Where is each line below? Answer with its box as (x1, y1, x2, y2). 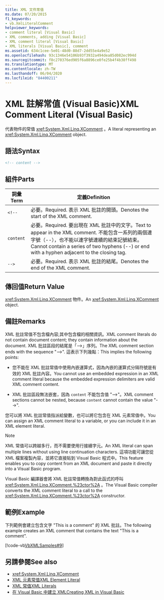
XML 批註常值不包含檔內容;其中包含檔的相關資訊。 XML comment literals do (5, 331, 157, 337)
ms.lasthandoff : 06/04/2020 (5, 71, 62, 76)
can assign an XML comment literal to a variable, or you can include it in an (5, 418, 156, 424)
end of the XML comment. (31, 265, 90, 272)
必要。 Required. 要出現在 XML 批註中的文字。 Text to (31, 222, 151, 229)
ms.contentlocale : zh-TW (5, 67, 56, 72)
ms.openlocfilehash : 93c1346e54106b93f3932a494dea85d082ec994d (5, 53, 137, 58)
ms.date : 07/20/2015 (5, 12, 47, 17)
